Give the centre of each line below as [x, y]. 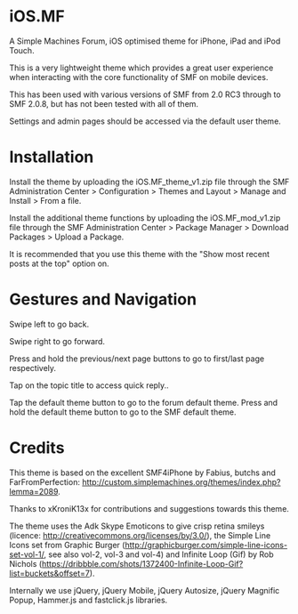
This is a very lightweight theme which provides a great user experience [141, 68]
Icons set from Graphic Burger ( [67, 545]
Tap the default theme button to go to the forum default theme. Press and [144, 402]
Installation [52, 157]
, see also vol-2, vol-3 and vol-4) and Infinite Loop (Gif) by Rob [159, 554]
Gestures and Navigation [103, 299]
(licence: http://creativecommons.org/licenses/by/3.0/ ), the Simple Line [140, 535]
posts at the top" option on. [59, 263]
